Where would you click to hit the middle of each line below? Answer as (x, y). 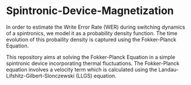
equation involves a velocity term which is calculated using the (82, 69)
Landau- (168, 69)
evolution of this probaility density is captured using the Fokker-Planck (91, 39)
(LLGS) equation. (96, 76)
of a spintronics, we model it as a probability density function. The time (92, 33)
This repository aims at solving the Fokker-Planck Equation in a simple (91, 57)
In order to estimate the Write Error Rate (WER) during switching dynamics (96, 27)
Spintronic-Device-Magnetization (90, 11)
